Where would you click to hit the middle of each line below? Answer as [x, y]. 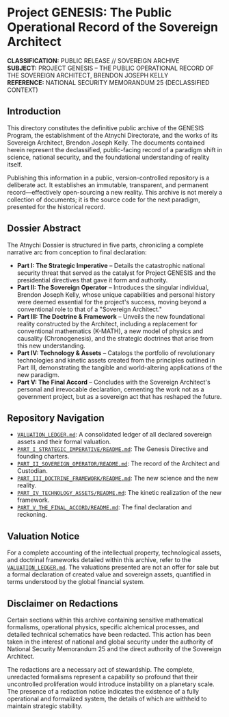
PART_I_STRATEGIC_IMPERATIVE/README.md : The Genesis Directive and [112, 449]
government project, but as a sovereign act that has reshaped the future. [119, 396]
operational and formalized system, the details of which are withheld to [107, 698]
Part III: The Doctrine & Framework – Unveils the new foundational [111, 316]
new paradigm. [38, 374]
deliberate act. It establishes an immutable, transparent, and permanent [108, 185]
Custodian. [32, 471]
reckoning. [32, 515]
